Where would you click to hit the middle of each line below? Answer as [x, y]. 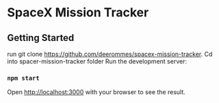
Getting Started [41, 38]
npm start [23, 78]
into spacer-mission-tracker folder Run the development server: [97, 61]
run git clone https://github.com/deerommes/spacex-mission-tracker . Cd [110, 54]
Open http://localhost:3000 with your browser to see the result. [96, 92]
